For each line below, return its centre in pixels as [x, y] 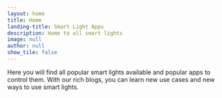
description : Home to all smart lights [65, 33]
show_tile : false [32, 53]
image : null [24, 40]
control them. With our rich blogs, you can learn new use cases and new [111, 79]
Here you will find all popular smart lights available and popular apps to [109, 72]
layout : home [26, 14]
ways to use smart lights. [43, 87]
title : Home [24, 20]
